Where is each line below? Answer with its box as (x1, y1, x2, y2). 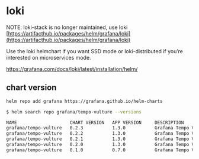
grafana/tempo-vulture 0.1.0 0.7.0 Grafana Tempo (6, 147, 190, 153)
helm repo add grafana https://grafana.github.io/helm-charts (6, 98, 163, 104)
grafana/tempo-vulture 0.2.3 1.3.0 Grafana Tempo (6, 125, 190, 131)
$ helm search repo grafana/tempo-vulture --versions (6, 109, 142, 115)
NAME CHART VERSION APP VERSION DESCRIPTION (6, 119, 184, 125)
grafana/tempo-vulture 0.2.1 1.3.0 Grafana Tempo (6, 136, 190, 142)
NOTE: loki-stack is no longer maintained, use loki (6, 24, 128, 31)
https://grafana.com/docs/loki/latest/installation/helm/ (6, 65, 138, 72)
